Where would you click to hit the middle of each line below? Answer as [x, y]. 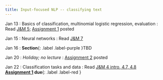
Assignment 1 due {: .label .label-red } [43, 72]
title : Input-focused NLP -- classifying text [54, 10]
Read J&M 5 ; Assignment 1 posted [40, 29]
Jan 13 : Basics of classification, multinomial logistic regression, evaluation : [81, 24]
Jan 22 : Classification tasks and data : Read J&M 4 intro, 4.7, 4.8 [71, 67]
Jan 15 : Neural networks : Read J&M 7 [44, 38]
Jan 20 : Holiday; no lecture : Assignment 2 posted [56, 57]
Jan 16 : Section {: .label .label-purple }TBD [49, 48]
